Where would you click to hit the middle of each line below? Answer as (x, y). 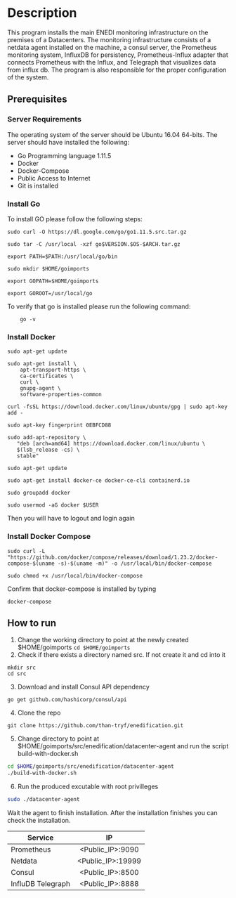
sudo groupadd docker (39, 493)
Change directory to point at (58, 738)
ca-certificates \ (47, 376)
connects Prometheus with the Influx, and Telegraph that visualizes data (112, 62)
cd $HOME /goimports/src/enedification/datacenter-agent (91, 767)
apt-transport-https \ (53, 370)
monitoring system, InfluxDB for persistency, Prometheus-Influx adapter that (118, 55)
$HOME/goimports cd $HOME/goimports (74, 647)
